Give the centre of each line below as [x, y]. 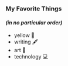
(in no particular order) [34, 23]
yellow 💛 [24, 35]
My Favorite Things [34, 9]
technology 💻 [31, 57]
